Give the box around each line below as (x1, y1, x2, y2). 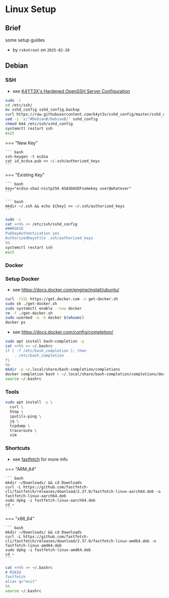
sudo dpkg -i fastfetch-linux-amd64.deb (5, 547, 92, 553)
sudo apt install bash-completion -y (5, 339, 84, 344)
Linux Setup (5, 4, 56, 15)
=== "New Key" (5, 140, 38, 146)
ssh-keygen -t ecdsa (5, 154, 49, 159)
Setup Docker (5, 275, 39, 282)
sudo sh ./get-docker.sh (5, 301, 57, 306)
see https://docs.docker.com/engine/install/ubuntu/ (12, 286, 120, 292)
